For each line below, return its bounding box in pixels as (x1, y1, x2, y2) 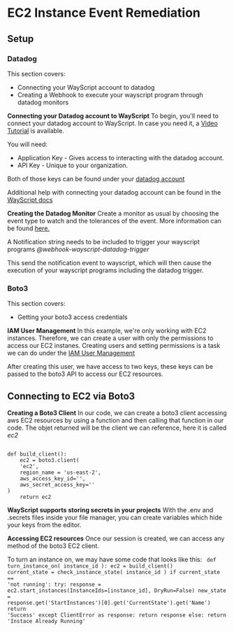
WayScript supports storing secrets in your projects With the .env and (7, 505, 214, 514)
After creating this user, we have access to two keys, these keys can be (7, 363, 214, 371)
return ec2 (20, 493, 52, 500)
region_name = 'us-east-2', (20, 469, 101, 476)
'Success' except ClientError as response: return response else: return (7, 611, 227, 619)
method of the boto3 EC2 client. (7, 541, 99, 550)
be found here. (7, 224, 50, 232)
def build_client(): (7, 450, 68, 458)
